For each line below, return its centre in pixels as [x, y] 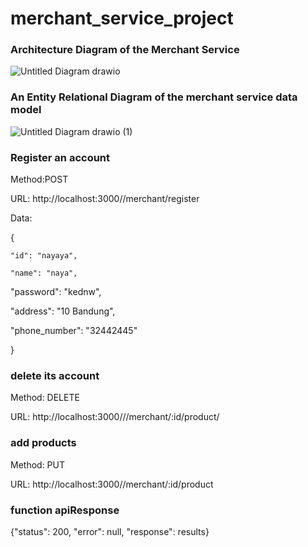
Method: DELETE [45, 398]
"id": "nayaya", [44, 256]
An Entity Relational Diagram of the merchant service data [154, 97]
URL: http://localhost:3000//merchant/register [105, 199]
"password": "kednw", [56, 292]
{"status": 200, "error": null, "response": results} [110, 531]
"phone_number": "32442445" [74, 331]
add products [43, 443]
